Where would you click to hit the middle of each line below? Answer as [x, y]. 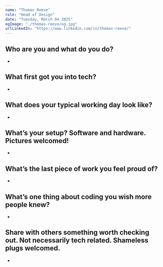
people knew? [28, 205]
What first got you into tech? [51, 77]
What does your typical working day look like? [79, 105]
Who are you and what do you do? [59, 49]
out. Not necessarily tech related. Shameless [77, 241]
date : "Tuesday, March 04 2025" [39, 19]
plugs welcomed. [33, 248]
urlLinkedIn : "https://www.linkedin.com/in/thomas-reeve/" [68, 29]
